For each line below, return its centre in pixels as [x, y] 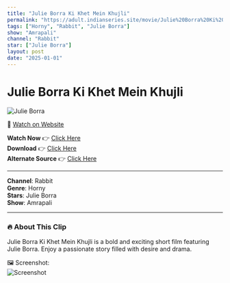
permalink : [23, 20]
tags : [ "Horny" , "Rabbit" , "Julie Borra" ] [68, 26]
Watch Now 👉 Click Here [44, 138]
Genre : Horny [26, 188]
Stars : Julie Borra [32, 195]
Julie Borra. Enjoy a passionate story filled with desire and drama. [100, 249]
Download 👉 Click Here [42, 148]
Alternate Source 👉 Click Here [52, 158]
